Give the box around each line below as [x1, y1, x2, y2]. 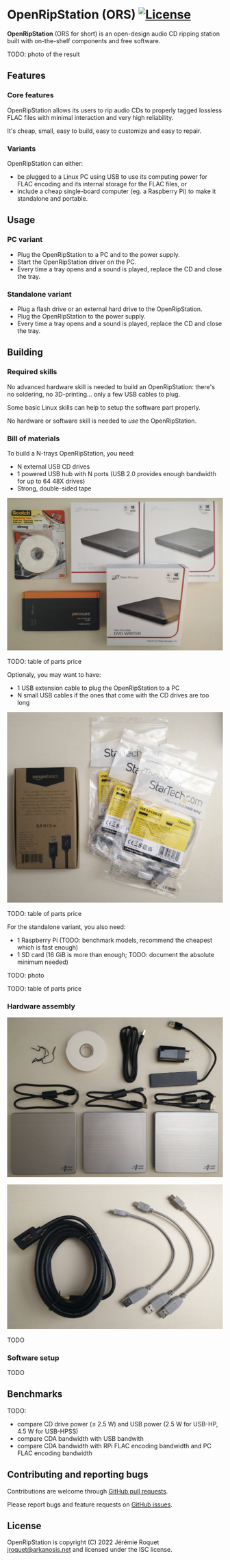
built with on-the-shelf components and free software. [7, 36, 161, 45]
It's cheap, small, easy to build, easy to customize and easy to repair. [7, 127, 202, 135]
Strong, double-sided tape [16, 484, 92, 493]
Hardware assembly [7, 1002, 75, 1011]
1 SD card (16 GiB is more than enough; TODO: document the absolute [16, 951, 214, 959]
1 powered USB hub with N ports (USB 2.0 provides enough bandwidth [16, 469, 217, 478]
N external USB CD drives [16, 462, 90, 471]
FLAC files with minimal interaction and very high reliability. [7, 113, 174, 121]
